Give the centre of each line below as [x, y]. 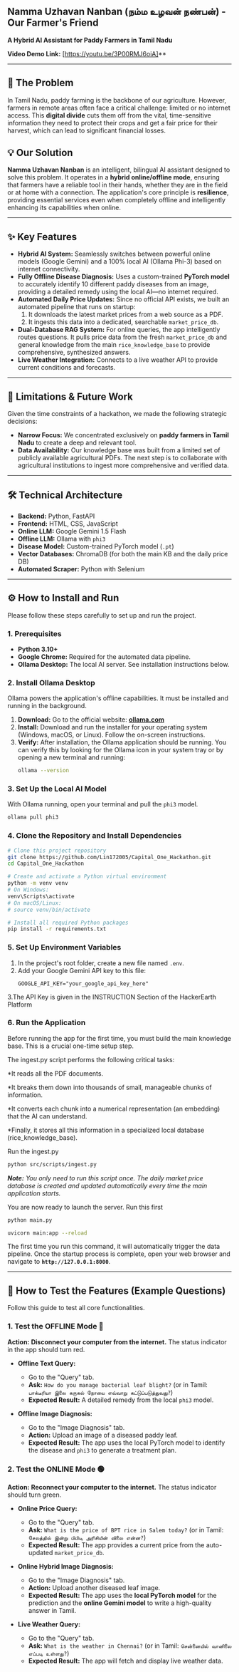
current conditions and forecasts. [67, 368]
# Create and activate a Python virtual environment [87, 877]
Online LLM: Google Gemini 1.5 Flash [72, 531]
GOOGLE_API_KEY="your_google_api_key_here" [83, 983]
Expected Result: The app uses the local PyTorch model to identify [127, 1443]
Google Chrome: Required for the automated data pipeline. [104, 656]
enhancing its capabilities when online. [64, 208]
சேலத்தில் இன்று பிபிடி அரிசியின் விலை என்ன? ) [87, 1537]
